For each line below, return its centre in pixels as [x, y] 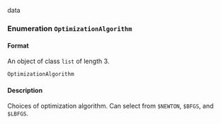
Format [18, 45]
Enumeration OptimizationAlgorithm [70, 28]
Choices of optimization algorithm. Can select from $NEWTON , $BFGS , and [110, 106]
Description [25, 90]
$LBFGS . [18, 113]
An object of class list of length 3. [58, 61]
